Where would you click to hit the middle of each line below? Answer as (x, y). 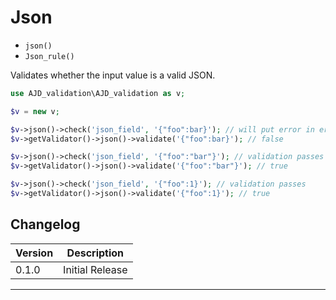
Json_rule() (49, 56)
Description (95, 253)
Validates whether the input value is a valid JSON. (113, 75)
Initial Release (95, 269)
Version (34, 253)
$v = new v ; (35, 111)
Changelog (45, 224)
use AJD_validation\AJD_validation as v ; (98, 93)
